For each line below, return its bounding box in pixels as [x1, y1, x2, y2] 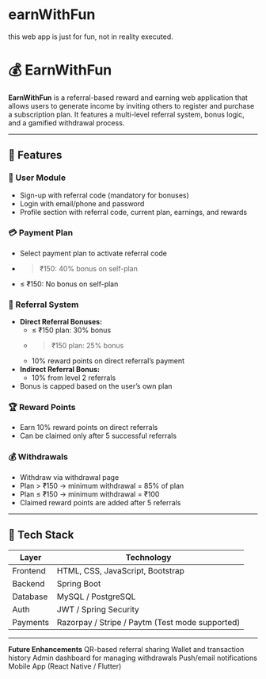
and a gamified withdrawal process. [8, 117, 125, 128]
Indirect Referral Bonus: [19, 365, 101, 374]
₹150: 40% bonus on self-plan [39, 263, 139, 273]
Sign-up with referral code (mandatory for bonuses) [19, 190, 190, 200]
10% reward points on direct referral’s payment [31, 356, 184, 366]
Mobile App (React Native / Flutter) [8, 661, 122, 671]
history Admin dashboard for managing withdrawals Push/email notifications [8, 653, 257, 662]
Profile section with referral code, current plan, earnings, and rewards [19, 207, 248, 217]
